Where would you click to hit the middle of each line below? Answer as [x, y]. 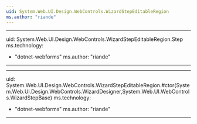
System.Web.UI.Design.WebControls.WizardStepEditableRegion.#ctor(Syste [98, 85]
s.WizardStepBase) [29, 98]
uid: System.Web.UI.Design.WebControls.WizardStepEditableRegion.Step [95, 39]
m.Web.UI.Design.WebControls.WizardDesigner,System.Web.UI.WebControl [98, 91]
